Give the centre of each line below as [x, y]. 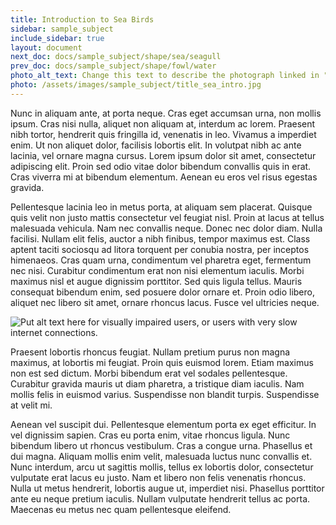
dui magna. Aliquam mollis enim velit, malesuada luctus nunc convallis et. [161, 456]
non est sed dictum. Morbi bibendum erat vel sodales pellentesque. [149, 373]
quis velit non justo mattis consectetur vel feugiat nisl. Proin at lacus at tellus [167, 217]
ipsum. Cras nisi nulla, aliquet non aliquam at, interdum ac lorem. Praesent [163, 123]
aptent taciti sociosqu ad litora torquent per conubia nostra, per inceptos [160, 249]
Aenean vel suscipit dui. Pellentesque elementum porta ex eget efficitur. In [163, 424]
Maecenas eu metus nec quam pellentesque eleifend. [121, 509]
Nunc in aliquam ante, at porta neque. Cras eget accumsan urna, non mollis [166, 113]
